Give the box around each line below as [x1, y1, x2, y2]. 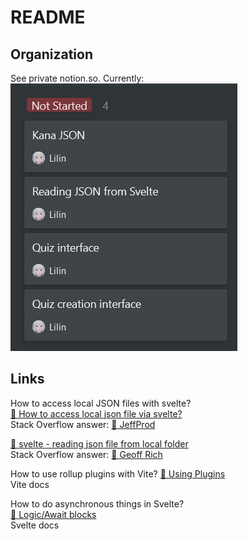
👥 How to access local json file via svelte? [10, 407, 183, 420]
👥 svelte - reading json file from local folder [10, 437, 189, 450]
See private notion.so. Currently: [10, 72, 145, 84]
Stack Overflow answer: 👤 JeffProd [10, 418, 156, 430]
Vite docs [10, 478, 50, 490]
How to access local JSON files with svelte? [10, 397, 192, 409]
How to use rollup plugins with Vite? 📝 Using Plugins [10, 467, 226, 480]
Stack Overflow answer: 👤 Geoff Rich [10, 448, 163, 460]
